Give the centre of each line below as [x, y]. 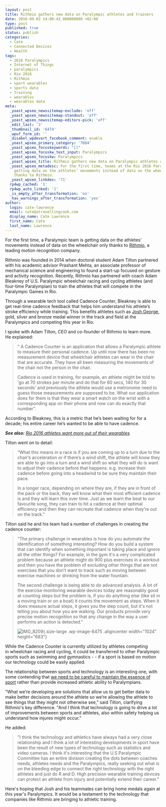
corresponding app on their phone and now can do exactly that [82, 403]
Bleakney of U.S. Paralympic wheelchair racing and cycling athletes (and [79, 281]
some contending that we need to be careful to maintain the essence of [78, 677]
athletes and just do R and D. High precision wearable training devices [88, 774]
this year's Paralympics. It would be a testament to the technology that [77, 794]
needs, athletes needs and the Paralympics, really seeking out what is [88, 763]
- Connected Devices [31, 46]
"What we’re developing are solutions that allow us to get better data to [77, 692]
